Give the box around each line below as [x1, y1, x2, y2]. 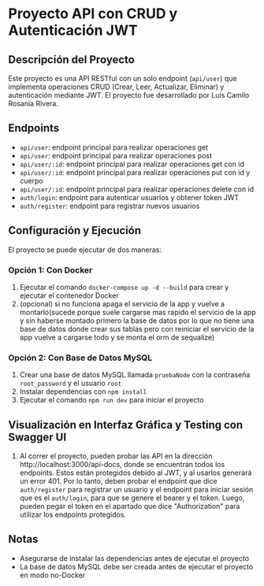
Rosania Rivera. [8, 99, 59, 108]
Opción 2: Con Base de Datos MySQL [8, 352, 153, 363]
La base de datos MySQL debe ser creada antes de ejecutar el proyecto [19, 562, 254, 571]
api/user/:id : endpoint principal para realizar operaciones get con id [19, 159, 244, 169]
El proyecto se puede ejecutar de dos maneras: [8, 245, 162, 254]
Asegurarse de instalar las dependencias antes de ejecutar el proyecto [19, 553, 250, 563]
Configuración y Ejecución [8, 224, 142, 237]
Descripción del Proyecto [8, 53, 136, 66]
